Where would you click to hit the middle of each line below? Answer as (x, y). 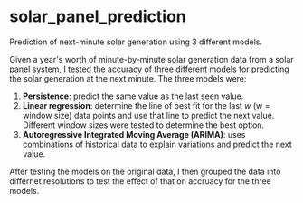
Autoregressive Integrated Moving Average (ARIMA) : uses (134, 134)
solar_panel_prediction (98, 17)
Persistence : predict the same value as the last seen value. (133, 96)
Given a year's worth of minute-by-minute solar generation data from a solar (151, 59)
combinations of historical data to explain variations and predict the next (157, 144)
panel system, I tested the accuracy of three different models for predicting (149, 69)
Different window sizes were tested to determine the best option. (143, 125)
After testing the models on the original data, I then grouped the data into (145, 171)
